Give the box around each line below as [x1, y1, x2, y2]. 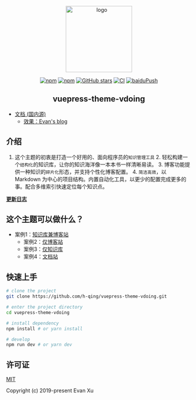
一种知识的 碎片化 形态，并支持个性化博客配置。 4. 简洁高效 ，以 [19, 168, 167, 175]
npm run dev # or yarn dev [6, 342, 72, 348]
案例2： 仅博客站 [23, 239, 64, 246]
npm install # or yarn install [6, 326, 83, 332]
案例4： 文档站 [23, 253, 58, 260]
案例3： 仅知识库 [23, 246, 64, 253]
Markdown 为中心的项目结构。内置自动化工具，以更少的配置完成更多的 [14, 176, 187, 183]
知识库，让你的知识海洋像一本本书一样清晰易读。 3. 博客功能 [38, 161, 185, 168]
